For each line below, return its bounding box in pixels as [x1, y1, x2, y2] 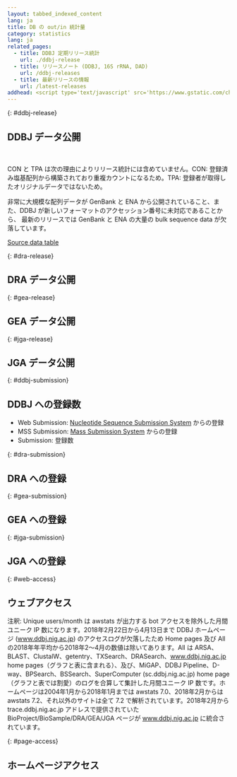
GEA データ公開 [7, 315, 76, 327]
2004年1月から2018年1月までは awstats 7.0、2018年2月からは [44, 687, 224, 696]
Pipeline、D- [183, 661, 220, 670]
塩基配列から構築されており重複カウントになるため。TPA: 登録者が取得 [13, 173, 220, 182]
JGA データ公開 [7, 356, 75, 368]
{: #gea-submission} [7, 492, 67, 500]
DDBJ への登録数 [7, 398, 81, 410]
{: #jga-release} [7, 334, 54, 343]
